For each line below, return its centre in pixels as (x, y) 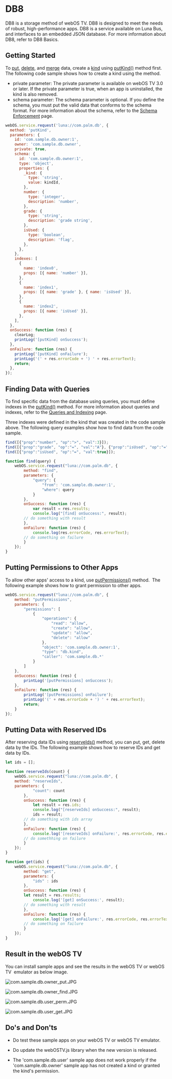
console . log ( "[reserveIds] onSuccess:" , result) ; (87, 810)
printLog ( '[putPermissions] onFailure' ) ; (69, 695)
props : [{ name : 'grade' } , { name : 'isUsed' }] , (78, 292)
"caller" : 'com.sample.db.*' (73, 657)
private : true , (31, 149)
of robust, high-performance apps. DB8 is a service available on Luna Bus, (84, 28)
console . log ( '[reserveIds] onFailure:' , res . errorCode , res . (99, 834)
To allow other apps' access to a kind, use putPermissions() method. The (83, 580)
